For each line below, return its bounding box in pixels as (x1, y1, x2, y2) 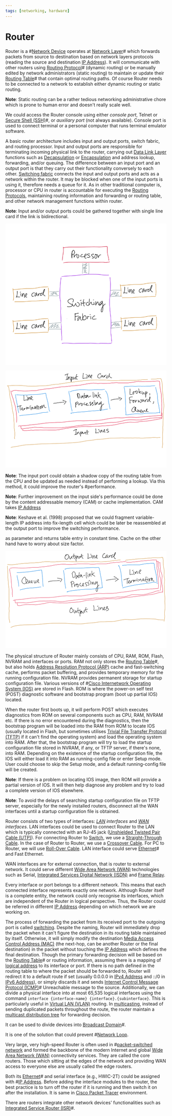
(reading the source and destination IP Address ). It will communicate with (5, 59, 160, 65)
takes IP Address (5, 504, 41, 510)
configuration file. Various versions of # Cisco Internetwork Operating (5, 680, 151, 686)
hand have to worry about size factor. (5, 541, 84, 547)
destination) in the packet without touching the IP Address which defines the (5, 946, 167, 952)
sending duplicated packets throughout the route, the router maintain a (5, 1006, 155, 1012)
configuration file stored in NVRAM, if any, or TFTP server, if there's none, (5, 745, 161, 751)
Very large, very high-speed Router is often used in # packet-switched (5, 1042, 153, 1048)
